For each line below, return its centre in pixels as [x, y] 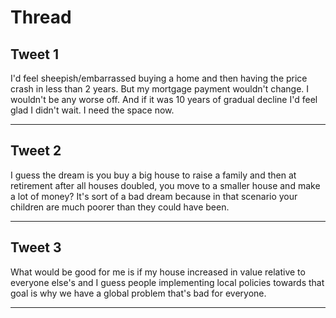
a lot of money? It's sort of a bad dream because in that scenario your [154, 196]
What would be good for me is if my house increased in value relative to [158, 272]
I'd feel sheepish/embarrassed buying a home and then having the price [159, 78]
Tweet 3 [36, 247]
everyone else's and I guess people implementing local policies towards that [167, 282]
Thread [41, 17]
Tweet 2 [36, 151]
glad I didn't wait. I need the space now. [92, 110]
